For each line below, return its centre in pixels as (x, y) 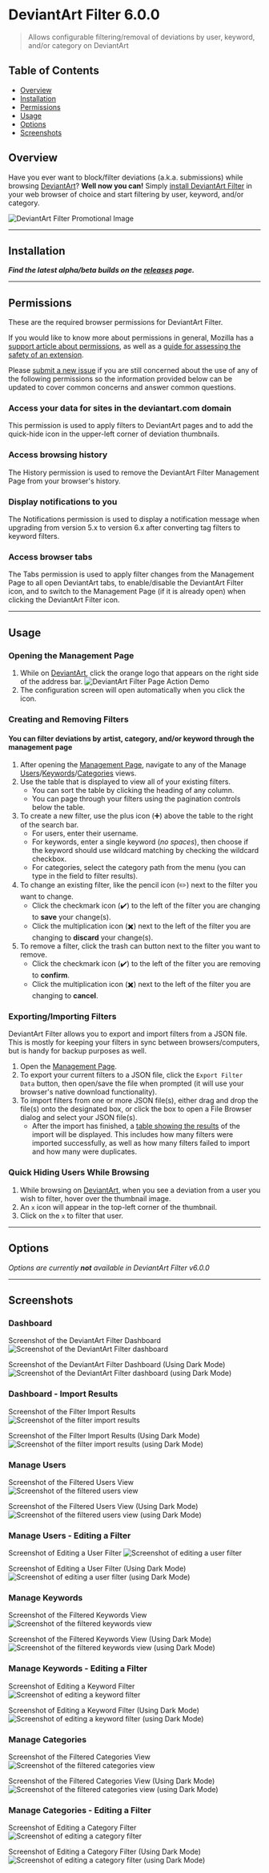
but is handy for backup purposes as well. (77, 1051)
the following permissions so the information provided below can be (120, 379)
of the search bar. (49, 825)
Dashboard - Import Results (63, 1394)
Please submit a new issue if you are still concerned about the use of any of (133, 370)
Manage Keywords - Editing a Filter (78, 1669)
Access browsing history (58, 455)
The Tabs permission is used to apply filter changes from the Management (131, 574)
